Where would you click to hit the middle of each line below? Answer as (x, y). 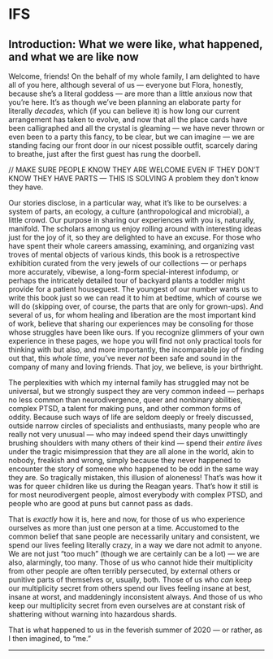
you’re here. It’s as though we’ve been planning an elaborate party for (125, 102)
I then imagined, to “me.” (50, 638)
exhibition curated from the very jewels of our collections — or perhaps (128, 263)
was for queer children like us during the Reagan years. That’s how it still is (133, 486)
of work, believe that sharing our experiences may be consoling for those (131, 323)
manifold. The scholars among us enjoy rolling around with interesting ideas (135, 229)
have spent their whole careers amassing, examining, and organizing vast (131, 246)
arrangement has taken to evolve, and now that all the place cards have (128, 119)
